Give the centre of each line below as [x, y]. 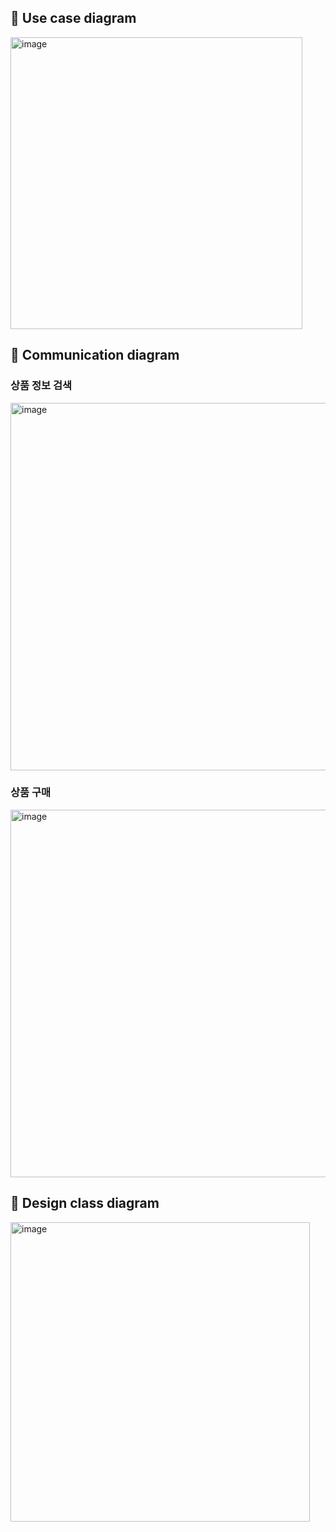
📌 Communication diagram [95, 355]
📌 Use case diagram [73, 18]
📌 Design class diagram [85, 1203]
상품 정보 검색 [41, 386]
